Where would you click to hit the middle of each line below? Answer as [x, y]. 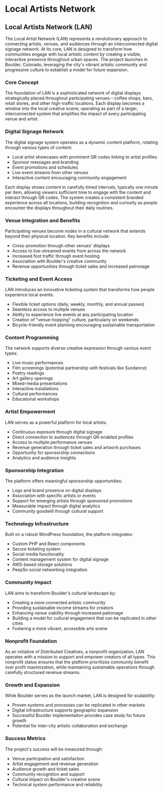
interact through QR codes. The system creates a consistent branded [74, 197]
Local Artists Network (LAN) [49, 27]
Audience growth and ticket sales [45, 769]
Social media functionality [38, 554]
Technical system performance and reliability [57, 784]
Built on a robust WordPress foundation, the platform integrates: [69, 535]
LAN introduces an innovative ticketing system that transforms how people [80, 290]
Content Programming [32, 337]
